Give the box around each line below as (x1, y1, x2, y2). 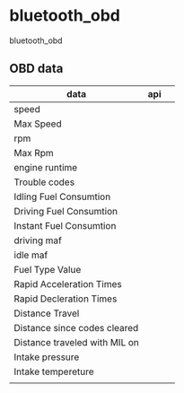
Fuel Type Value (13, 263, 82, 275)
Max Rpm (13, 146, 54, 159)
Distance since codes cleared (13, 321, 139, 334)
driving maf (13, 234, 63, 247)
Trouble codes (13, 176, 74, 188)
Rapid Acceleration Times (13, 277, 123, 290)
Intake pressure (13, 351, 80, 363)
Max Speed (13, 118, 62, 130)
